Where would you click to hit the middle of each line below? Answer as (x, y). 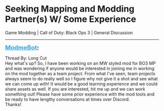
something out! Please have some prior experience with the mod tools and (80, 94)
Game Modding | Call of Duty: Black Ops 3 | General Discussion (69, 32)
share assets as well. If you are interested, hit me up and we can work (75, 89)
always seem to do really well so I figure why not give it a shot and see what (82, 79)
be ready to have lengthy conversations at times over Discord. (68, 99)
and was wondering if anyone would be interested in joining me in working (80, 68)
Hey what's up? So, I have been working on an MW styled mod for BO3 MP (81, 63)
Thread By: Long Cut (26, 58)
